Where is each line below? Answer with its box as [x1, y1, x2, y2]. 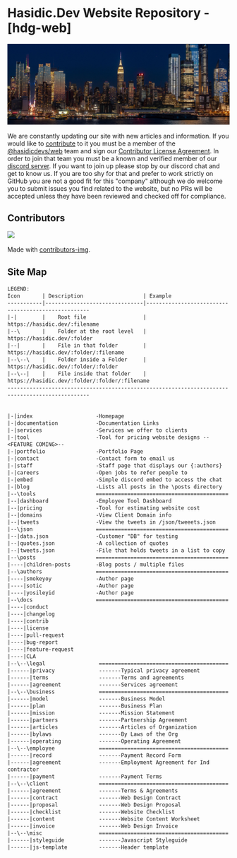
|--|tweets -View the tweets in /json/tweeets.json [7, 519, 217, 526]
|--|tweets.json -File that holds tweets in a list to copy [7, 547, 226, 554]
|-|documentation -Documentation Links [7, 420, 159, 427]
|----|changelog [7, 611, 55, 618]
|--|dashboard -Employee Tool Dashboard [7, 498, 172, 505]
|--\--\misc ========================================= [7, 830, 229, 837]
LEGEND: [7, 286, 30, 293]
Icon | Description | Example [7, 293, 172, 300]
